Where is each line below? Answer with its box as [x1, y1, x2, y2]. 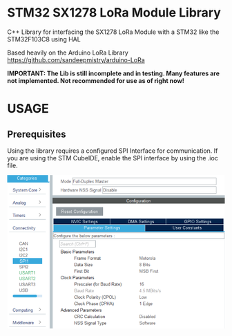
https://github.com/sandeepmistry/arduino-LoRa [7, 55, 145, 64]
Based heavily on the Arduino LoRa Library [7, 48, 129, 57]
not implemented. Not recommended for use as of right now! [7, 76, 185, 84]
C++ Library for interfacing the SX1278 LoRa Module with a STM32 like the [7, 28, 220, 36]
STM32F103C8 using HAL [7, 35, 81, 43]
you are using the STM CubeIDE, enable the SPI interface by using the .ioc [7, 153, 219, 162]
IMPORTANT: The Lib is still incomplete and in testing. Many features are [7, 69, 220, 77]
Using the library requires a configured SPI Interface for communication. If [7, 147, 218, 155]
